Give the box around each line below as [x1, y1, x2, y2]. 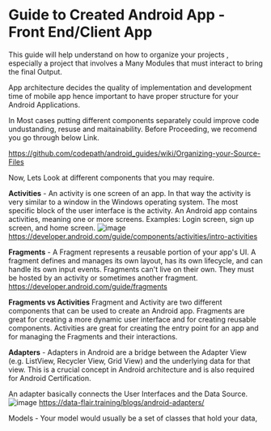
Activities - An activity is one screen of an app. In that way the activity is [8, 188, 252, 198]
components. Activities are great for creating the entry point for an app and [8, 322, 259, 333]
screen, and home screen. [8, 223, 95, 233]
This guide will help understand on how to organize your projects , [8, 49, 229, 59]
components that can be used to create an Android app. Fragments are [8, 305, 245, 315]
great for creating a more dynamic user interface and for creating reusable [8, 314, 257, 324]
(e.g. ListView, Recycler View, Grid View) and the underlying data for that [8, 356, 251, 365]
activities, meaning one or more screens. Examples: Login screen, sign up [8, 214, 255, 224]
